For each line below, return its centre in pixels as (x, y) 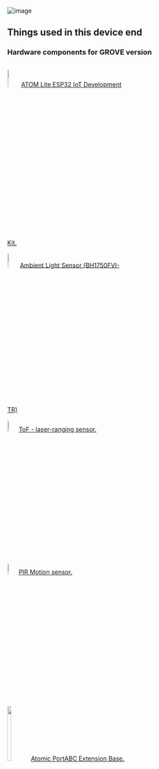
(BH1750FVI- (101, 265)
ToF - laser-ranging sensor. (58, 429)
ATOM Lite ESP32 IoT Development (72, 84)
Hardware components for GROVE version (79, 52)
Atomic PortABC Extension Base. (78, 759)
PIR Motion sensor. (45, 572)
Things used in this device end (75, 32)
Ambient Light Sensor (51, 265)
